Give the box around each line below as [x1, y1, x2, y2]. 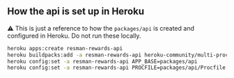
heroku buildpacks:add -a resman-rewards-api [7, 52, 141, 58]
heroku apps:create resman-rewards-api [7, 45, 123, 52]
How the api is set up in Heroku [7, 6, 145, 17]
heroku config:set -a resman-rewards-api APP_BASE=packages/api [7, 58, 198, 65]
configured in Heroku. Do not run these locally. [7, 31, 141, 40]
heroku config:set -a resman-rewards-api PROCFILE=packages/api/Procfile [7, 64, 226, 72]
